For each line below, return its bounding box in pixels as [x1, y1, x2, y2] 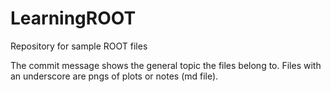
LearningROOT [10, 7, 137, 30]
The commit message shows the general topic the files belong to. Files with [10, 59, 322, 71]
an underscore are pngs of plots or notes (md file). [10, 70, 219, 82]
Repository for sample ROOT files [10, 40, 148, 52]
